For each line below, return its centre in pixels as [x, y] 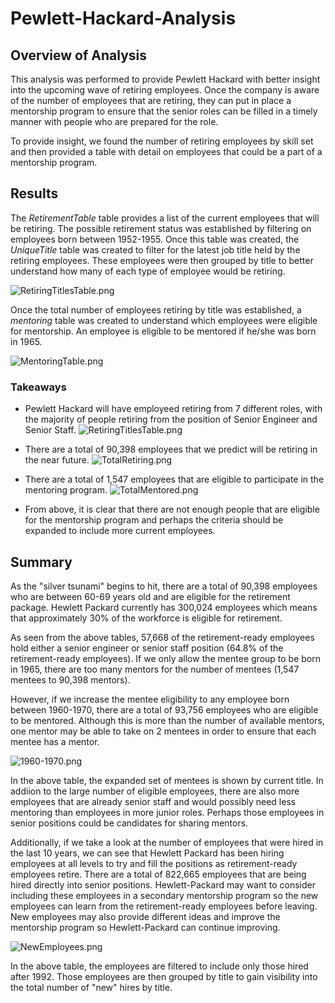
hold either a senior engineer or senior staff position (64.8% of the [147, 648]
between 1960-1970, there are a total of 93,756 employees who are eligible [164, 709]
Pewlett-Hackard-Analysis [123, 18]
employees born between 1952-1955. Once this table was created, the [155, 239]
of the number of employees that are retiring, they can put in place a [151, 100]
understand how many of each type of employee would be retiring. [148, 271]
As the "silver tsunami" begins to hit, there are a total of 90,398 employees [164, 586]
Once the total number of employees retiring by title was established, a [156, 309]
